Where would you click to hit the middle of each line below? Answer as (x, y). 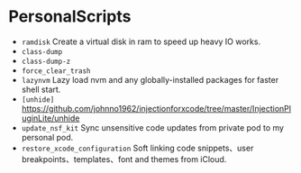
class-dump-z (46, 61)
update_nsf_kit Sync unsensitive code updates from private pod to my (153, 127)
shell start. (41, 89)
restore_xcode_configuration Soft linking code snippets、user (137, 148)
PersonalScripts (70, 17)
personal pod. (47, 137)
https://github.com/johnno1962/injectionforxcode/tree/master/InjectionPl (156, 108)
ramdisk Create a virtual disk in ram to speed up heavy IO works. (141, 41)
